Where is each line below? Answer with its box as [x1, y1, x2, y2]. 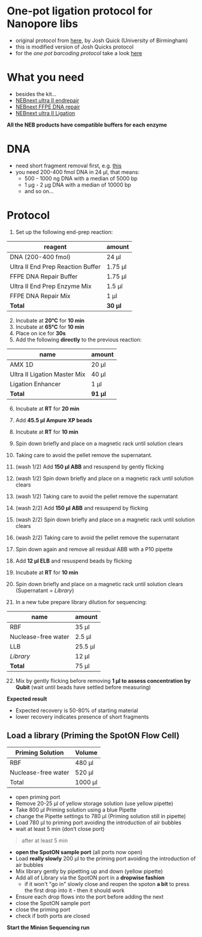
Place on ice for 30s [15, 329, 66, 337]
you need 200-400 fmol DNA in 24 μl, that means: [15, 168, 140, 175]
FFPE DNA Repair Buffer [10, 272, 78, 280]
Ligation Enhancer [10, 380, 61, 388]
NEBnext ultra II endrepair [15, 97, 80, 104]
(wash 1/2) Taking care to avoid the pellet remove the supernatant [15, 492, 179, 500]
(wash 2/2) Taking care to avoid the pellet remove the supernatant [15, 534, 179, 541]
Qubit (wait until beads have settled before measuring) [15, 683, 152, 690]
